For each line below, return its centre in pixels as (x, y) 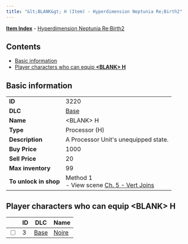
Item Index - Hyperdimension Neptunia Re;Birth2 (65, 28)
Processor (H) (85, 130)
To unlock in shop (35, 182)
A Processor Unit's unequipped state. (117, 140)
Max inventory (30, 168)
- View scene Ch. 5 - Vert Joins (110, 185)
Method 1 (79, 178)
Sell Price (23, 159)
